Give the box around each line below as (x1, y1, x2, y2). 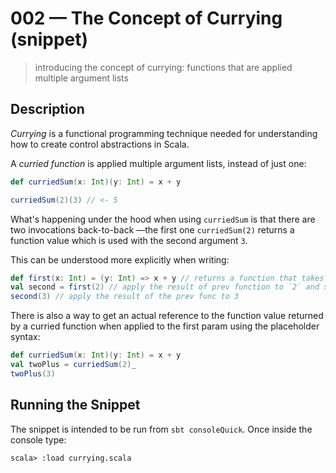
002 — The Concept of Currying (10, 7, 283, 30)
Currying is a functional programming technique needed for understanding (10, 127, 318, 139)
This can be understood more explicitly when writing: (10, 253, 230, 266)
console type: (10, 433, 67, 446)
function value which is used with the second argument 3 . (10, 234, 248, 246)
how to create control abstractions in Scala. (10, 138, 190, 150)
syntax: (10, 331, 41, 343)
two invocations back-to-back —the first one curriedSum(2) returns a (10, 223, 295, 236)
